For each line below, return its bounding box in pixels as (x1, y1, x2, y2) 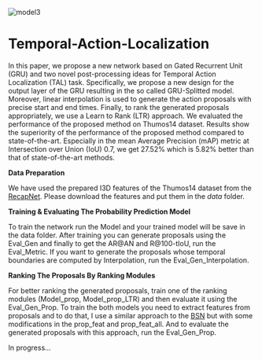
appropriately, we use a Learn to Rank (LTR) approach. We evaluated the (8, 111, 243, 120)
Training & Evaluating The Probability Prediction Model (8, 207, 191, 216)
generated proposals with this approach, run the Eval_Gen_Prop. (8, 327, 217, 337)
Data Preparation (8, 167, 65, 177)
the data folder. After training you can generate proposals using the (8, 230, 227, 240)
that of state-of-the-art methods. (8, 152, 116, 162)
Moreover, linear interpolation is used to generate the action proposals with (8, 94, 252, 104)
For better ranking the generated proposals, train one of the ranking (8, 285, 227, 295)
